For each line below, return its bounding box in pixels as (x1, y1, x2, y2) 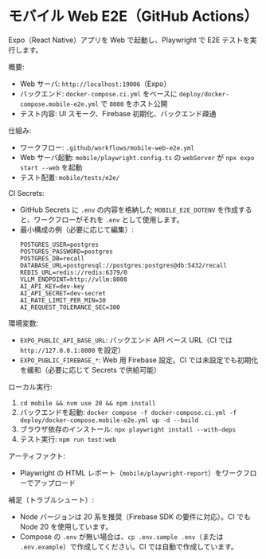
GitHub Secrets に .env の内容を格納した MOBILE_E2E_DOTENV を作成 (19, 205, 239, 214)
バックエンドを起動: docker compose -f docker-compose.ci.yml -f (19, 407, 237, 416)
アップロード (33, 478, 76, 487)
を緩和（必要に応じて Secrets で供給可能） (19, 365, 161, 374)
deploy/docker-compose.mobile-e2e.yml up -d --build (19, 416, 199, 424)
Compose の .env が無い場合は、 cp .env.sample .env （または (19, 531, 224, 541)
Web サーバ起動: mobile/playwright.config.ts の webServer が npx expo (19, 152, 255, 162)
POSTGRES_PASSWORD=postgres (19, 248, 113, 256)
